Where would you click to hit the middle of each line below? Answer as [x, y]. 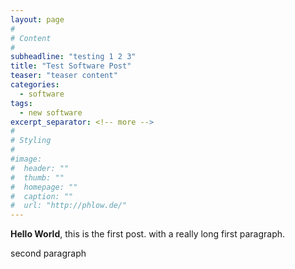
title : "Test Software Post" [71, 66]
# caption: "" [42, 196]
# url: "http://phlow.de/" [69, 206]
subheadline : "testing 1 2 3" [73, 57]
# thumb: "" [37, 177]
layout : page [37, 19]
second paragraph [48, 253]
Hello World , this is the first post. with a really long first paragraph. [148, 234]
